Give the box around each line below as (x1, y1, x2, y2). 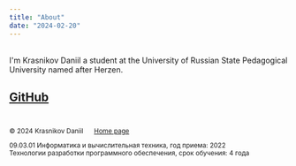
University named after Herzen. (9, 64, 124, 75)
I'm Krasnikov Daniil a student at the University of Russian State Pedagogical (9, 55, 288, 65)
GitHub (9, 89, 49, 104)
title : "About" (9, 12, 65, 22)
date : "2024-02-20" (9, 21, 81, 30)
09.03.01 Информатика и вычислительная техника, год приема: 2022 (9, 140, 226, 150)
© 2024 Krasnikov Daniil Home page (9, 127, 130, 136)
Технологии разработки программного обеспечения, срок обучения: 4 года (9, 148, 250, 157)
